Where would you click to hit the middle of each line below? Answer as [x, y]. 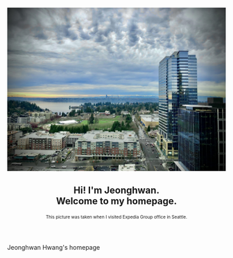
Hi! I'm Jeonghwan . [116, 191]
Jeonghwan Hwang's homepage [54, 247]
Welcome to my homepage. [116, 201]
